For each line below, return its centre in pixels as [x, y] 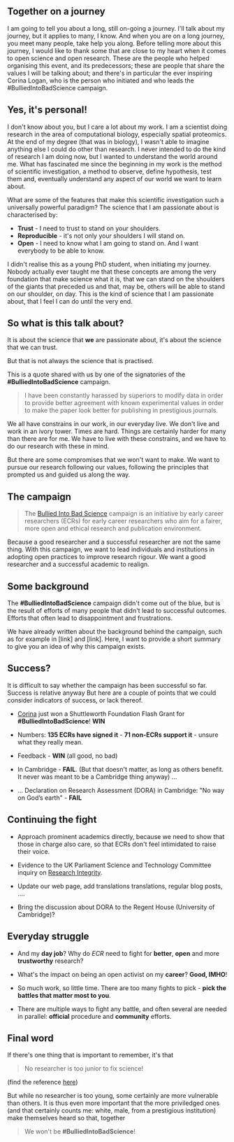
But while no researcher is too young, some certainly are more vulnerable [113, 1096]
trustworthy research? [50, 961]
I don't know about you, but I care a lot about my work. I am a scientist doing [117, 127]
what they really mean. [50, 742]
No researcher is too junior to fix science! [84, 1069]
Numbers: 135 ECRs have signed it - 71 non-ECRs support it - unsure [118, 735]
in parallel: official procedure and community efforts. [94, 1016]
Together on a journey [57, 12]
